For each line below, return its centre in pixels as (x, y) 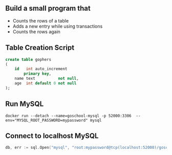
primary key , (38, 74)
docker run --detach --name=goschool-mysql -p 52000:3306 (68, 116)
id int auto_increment (41, 69)
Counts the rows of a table (41, 20)
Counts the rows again (36, 31)
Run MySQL (25, 104)
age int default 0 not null (46, 83)
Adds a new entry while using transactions (58, 26)
